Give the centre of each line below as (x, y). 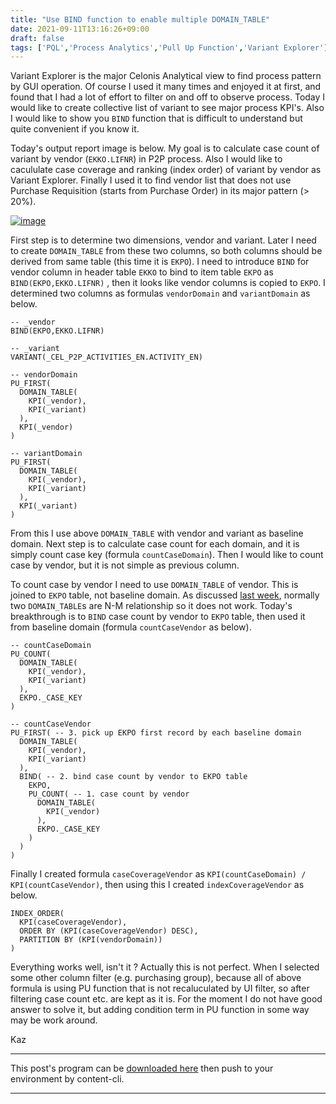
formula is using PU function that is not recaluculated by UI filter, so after (160, 988)
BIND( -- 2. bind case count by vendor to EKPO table (133, 777)
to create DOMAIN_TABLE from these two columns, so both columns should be (166, 251)
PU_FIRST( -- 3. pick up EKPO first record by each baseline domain (156, 733)
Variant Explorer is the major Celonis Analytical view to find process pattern (166, 76)
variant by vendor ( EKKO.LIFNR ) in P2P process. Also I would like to (146, 159)
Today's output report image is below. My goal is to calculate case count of (165, 148)
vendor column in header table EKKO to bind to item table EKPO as (142, 272)
